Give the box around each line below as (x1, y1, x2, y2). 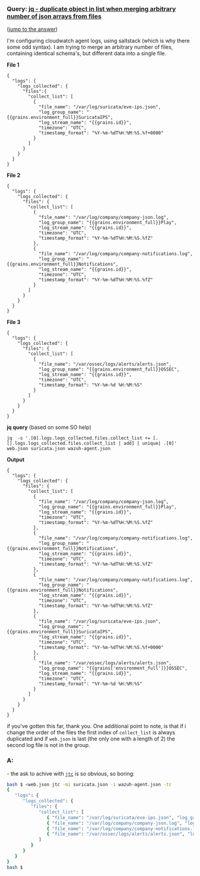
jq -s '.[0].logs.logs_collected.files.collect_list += (7, 435, 151, 441)
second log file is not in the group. (7, 742, 91, 749)
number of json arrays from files (7, 12, 101, 20)
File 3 (7, 319, 21, 326)
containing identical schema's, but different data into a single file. (7, 50, 167, 57)
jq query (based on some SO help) (7, 424, 91, 431)
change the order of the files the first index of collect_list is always (7, 729, 176, 736)
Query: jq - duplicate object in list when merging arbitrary (7, 5, 176, 13)
